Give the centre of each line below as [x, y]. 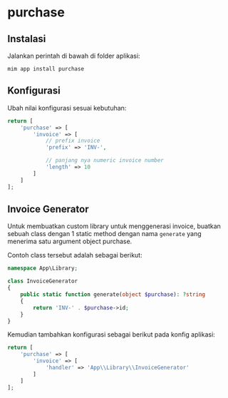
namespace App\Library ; [43, 268]
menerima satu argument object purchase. [70, 241]
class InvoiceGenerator [43, 281]
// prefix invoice [73, 141]
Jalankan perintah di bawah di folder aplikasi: [74, 56]
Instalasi [27, 39]
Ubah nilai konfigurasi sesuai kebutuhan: [67, 108]
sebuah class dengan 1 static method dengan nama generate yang [104, 234]
